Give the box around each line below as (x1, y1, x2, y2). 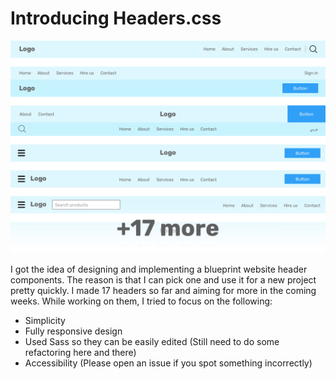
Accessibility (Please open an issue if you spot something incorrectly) (24, 357, 313, 369)
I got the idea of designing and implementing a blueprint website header (10, 263, 308, 275)
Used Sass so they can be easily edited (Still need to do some (24, 335, 280, 347)
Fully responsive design (24, 325, 123, 337)
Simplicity (24, 314, 66, 326)
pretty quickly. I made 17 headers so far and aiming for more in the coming (10, 284, 317, 296)
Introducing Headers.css (10, 7, 222, 30)
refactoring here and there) (24, 346, 137, 358)
